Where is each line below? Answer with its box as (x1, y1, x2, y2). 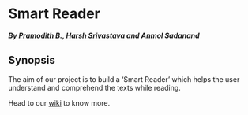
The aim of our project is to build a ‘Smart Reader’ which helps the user (8, 74, 240, 83)
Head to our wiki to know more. (8, 98, 111, 107)
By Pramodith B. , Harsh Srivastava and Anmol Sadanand (8, 31, 200, 40)
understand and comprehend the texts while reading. (8, 83, 182, 92)
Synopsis (8, 54, 55, 67)
